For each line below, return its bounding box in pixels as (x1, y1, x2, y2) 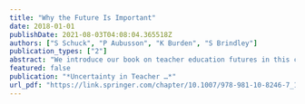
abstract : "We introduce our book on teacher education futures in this (9, 55, 290, 64)
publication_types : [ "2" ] (9, 47, 107, 56)
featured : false (9, 64, 71, 73)
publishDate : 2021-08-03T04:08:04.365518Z (9, 30, 172, 39)
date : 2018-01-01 (9, 22, 75, 31)
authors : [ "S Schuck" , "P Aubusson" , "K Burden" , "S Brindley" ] (9, 38, 258, 48)
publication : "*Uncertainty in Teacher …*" (9, 72, 177, 81)
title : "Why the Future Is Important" (9, 13, 156, 23)
